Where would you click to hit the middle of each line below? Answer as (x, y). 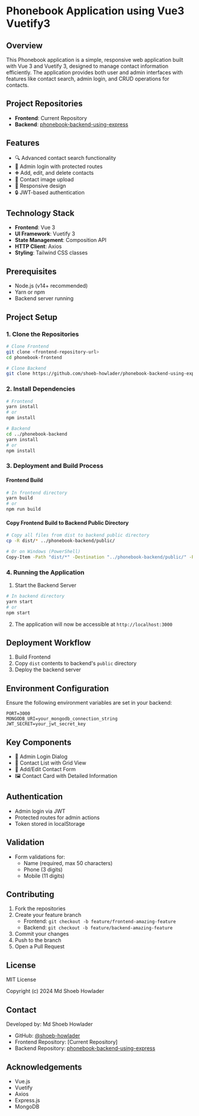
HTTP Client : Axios (38, 246)
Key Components (39, 742)
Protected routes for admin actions (57, 817)
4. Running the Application (45, 572)
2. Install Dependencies (41, 389)
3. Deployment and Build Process (55, 466)
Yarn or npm (30, 292)
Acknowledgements (44, 1067)
